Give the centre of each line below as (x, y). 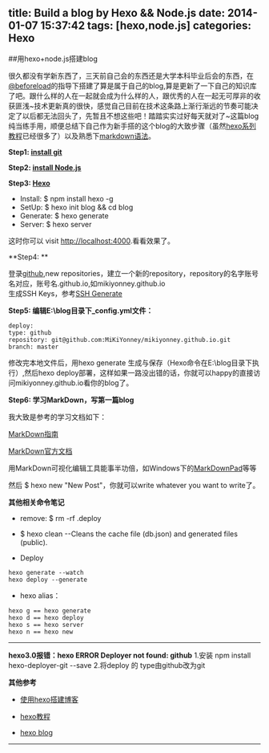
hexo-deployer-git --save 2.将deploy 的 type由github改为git (107, 665)
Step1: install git (35, 152)
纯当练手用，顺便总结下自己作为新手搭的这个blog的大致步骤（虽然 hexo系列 (132, 126)
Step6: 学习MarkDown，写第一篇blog (71, 400)
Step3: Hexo (29, 183)
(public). (34, 542)
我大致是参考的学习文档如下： (57, 417)
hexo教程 (35, 716)
